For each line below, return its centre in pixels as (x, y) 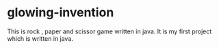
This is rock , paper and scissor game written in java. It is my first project (109, 31)
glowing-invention (61, 13)
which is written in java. (40, 38)
